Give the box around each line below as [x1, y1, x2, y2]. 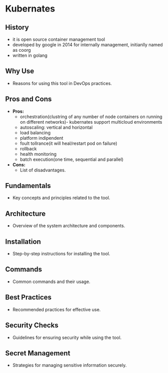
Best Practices [5, 293, 52, 302]
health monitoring [20, 151, 57, 157]
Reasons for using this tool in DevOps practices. [12, 80, 112, 86]
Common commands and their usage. [12, 278, 91, 285]
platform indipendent [20, 135, 64, 141]
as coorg [12, 47, 31, 53]
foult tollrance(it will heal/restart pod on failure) [20, 140, 118, 146]
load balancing [20, 129, 51, 136]
